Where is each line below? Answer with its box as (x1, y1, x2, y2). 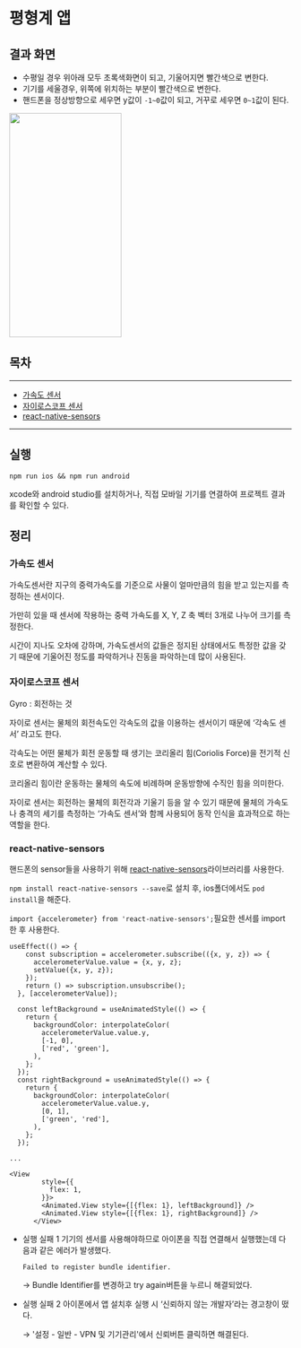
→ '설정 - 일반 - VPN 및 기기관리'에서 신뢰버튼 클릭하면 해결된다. (21, 1328, 249, 1339)
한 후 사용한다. (9, 924, 60, 935)
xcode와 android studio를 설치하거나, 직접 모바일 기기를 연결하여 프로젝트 (9, 488, 269, 499)
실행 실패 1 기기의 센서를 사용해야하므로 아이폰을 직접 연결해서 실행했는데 (21, 1233, 278, 1244)
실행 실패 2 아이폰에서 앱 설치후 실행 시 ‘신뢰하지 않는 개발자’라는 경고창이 (21, 1298, 280, 1309)
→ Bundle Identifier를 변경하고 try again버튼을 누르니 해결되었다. (21, 1279, 253, 1290)
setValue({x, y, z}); (32, 965, 115, 974)
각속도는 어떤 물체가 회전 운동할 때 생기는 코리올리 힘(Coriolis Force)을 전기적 (9, 747, 281, 758)
